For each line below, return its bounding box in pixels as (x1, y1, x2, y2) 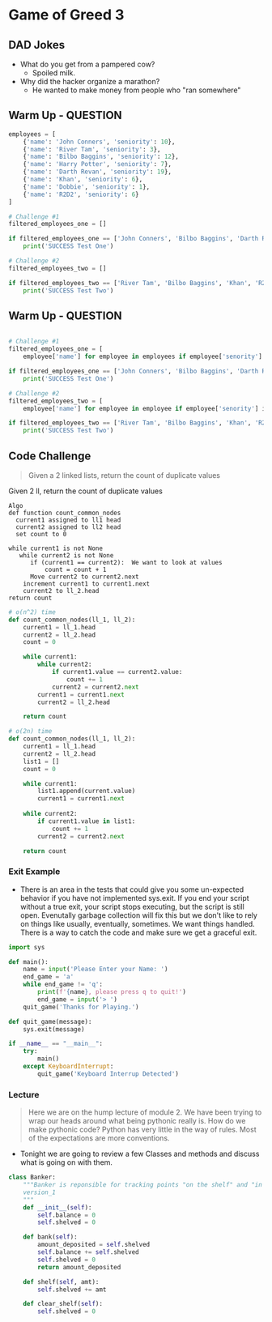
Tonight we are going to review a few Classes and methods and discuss (19, 1149, 260, 1159)
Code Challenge (8, 449, 91, 463)
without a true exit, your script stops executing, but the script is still (19, 902, 244, 911)
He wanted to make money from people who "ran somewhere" (32, 85, 241, 95)
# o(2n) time (8, 727, 53, 736)
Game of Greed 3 (8, 6, 125, 24)
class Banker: (8, 1173, 57, 1182)
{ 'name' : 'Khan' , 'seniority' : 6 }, (23, 176, 143, 184)
